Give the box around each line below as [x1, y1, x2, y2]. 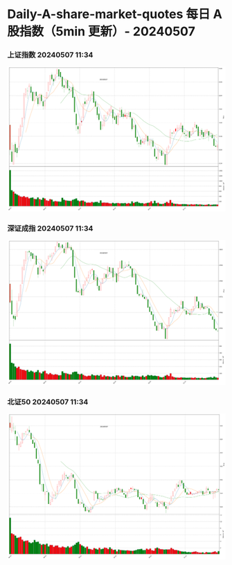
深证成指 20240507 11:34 [7, 223, 93, 233]
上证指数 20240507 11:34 [7, 50, 93, 60]
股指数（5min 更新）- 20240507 [7, 24, 195, 39]
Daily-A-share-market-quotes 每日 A [7, 6, 223, 22]
